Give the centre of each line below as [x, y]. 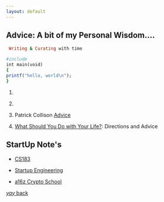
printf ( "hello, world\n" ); [39, 76]
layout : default [26, 11]
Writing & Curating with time [45, 49]
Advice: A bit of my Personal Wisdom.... [81, 35]
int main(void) [25, 65]
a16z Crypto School [38, 182]
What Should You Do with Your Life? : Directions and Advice [86, 126]
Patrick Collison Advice [43, 115]
